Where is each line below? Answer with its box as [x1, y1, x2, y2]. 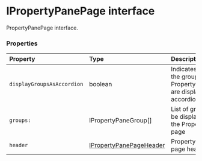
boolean [89, 80, 112, 89]
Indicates [171, 65, 197, 74]
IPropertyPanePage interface [6, 4, 155, 18]
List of [171, 105, 189, 113]
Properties [6, 39, 38, 48]
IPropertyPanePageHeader [89, 141, 165, 150]
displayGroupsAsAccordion [9, 81, 84, 88]
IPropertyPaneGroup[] [89, 116, 152, 125]
